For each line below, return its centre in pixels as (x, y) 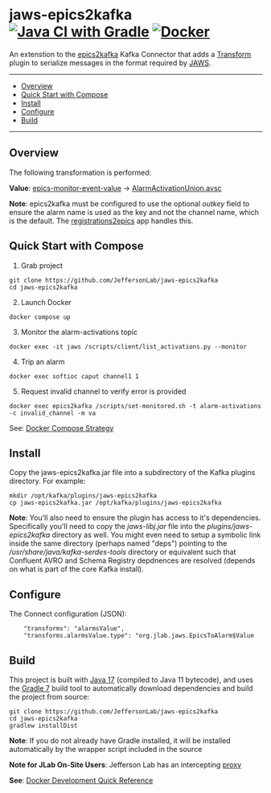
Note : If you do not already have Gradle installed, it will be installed (120, 741)
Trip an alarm (43, 361)
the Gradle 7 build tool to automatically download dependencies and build (131, 688)
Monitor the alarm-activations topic (79, 332)
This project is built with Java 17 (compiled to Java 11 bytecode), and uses (131, 679)
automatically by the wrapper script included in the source (106, 749)
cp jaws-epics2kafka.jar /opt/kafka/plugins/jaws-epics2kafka (115, 503)
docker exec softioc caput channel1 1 (74, 376)
